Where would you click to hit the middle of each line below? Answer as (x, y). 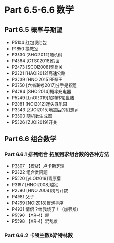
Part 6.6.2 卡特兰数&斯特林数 (39, 235)
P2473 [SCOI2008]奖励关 (37, 67)
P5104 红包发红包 (29, 42)
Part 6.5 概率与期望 (34, 30)
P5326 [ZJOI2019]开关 (34, 122)
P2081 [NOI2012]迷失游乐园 (39, 104)
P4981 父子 (23, 196)
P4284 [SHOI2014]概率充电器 (41, 92)
